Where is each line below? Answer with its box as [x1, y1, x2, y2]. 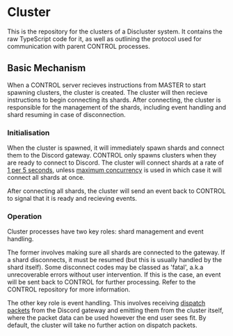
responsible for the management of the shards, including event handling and [7, 102, 226, 112]
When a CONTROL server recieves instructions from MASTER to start [7, 81, 207, 89]
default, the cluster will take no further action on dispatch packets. [7, 321, 198, 330]
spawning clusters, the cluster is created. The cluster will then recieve [7, 88, 208, 96]
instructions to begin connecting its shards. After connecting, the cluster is [7, 96, 221, 104]
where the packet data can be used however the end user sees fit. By [7, 314, 207, 322]
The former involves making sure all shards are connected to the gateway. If [7, 248, 225, 257]
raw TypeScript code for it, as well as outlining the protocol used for [7, 34, 202, 43]
